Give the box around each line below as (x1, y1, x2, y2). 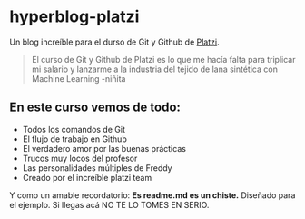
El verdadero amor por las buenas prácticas (22, 143, 186, 154)
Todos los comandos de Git (22, 124, 125, 134)
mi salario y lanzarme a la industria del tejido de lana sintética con (31, 64, 279, 75)
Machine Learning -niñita (31, 73, 126, 84)
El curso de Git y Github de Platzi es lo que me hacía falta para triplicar (31, 54, 296, 65)
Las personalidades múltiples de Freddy (22, 162, 172, 174)
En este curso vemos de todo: (9, 100, 182, 115)
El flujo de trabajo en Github (22, 134, 127, 144)
